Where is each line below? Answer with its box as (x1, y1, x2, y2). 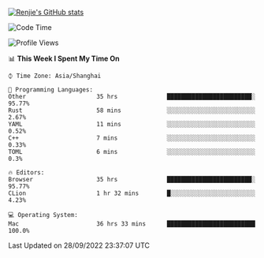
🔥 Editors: (8, 169, 45, 177)
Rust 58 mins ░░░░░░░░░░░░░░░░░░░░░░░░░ (8, 107, 256, 114)
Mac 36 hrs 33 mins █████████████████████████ (8, 220, 256, 228)
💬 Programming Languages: (8, 86, 93, 94)
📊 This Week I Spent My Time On (8, 54, 120, 63)
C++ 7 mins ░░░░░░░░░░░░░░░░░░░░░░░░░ (8, 134, 256, 142)
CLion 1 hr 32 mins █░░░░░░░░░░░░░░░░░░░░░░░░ (8, 189, 256, 197)
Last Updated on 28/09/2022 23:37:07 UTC (8, 241, 151, 250)
